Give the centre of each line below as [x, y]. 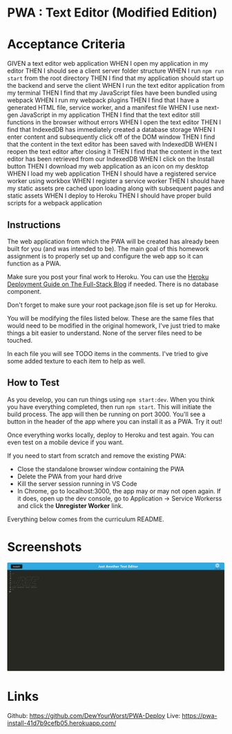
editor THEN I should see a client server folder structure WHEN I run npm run [116, 71]
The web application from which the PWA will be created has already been [113, 241]
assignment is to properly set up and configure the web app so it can [105, 256]
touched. [20, 340]
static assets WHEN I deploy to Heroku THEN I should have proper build [109, 196]
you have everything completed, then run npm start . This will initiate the [109, 406]
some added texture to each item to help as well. [76, 361]
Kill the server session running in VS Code [77, 483]
